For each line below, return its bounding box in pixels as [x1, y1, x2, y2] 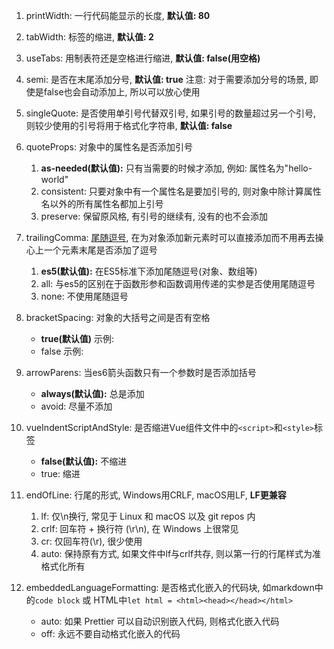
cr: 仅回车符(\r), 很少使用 [40, 535, 143, 547]
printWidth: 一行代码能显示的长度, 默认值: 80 [25, 10, 211, 21]
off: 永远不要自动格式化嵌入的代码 [40, 628, 181, 639]
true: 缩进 [40, 468, 81, 479]
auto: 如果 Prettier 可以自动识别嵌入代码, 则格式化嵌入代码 [40, 615, 280, 627]
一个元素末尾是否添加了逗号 [43, 244, 158, 256]
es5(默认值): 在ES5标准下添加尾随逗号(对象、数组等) [40, 265, 258, 277]
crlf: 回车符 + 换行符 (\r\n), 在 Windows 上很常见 [40, 523, 239, 534]
